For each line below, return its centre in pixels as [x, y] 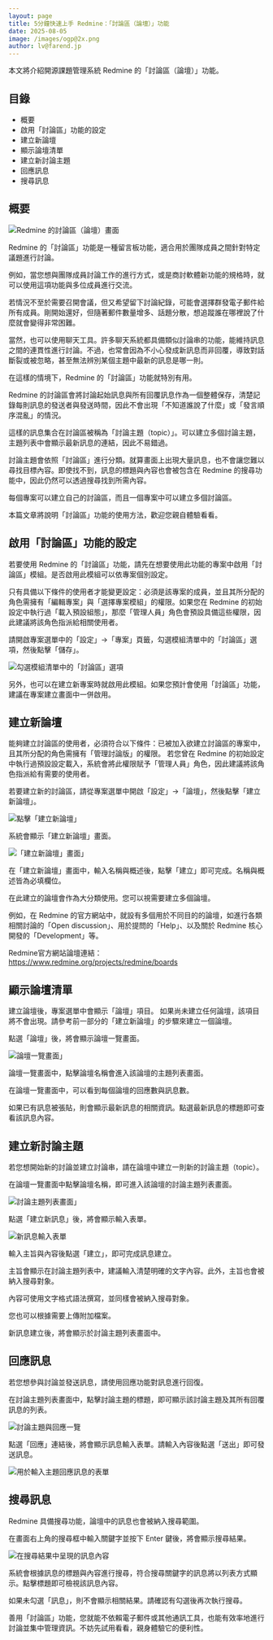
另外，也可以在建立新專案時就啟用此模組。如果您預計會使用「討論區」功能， [136, 684]
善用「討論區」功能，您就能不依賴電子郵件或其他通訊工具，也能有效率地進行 [136, 1617]
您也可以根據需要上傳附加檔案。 [62, 1316]
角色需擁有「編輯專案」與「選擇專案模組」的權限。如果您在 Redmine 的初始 [135, 601]
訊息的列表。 [30, 1410]
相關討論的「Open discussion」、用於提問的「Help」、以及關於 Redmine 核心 [136, 925]
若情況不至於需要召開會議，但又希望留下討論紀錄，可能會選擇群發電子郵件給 [136, 302]
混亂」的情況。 [40, 415]
